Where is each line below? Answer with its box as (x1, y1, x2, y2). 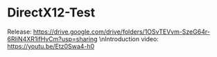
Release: (7, 27, 33, 36)
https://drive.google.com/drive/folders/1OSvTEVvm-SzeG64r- (33, 27, 210, 36)
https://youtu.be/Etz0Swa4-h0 (7, 42, 95, 50)
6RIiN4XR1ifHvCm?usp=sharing (7, 34, 98, 43)
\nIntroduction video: (98, 34, 159, 43)
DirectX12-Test (7, 5, 96, 21)
